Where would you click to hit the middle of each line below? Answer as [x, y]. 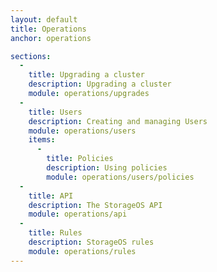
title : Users [55, 112]
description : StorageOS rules [91, 242]
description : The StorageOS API [95, 205]
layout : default [44, 19]
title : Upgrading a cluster [86, 75]
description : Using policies [107, 168]
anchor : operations [51, 38]
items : [42, 140]
